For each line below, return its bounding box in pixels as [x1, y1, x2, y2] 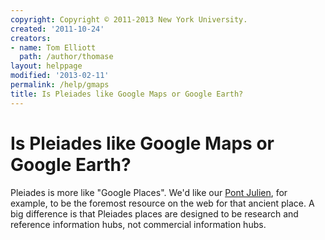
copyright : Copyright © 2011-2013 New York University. [10, 14, 248, 25]
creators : [10, 33, 52, 43]
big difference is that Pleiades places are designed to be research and [10, 207, 299, 220]
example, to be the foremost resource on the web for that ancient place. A [10, 197, 315, 209]
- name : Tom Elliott [10, 42, 97, 53]
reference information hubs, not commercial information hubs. [10, 218, 267, 230]
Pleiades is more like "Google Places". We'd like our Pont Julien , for [10, 186, 288, 198]
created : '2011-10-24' [10, 24, 105, 34]
